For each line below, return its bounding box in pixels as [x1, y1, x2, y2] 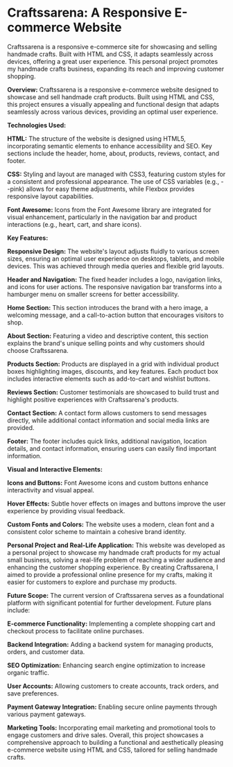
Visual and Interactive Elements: [7, 465, 103, 473]
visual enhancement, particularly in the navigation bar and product [7, 213, 198, 221]
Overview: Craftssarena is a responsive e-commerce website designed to [7, 85, 219, 94]
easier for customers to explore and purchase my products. [7, 578, 177, 586]
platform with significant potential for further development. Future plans [7, 598, 212, 607]
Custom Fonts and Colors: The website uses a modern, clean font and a [7, 520, 215, 528]
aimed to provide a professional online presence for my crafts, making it [7, 570, 213, 578]
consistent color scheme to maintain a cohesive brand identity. [7, 527, 187, 535]
